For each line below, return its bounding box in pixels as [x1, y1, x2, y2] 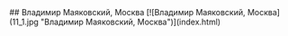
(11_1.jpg [9, 16, 39, 27]
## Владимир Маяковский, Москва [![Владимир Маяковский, [9, 7, 246, 17]
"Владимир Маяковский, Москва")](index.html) [40, 16, 221, 27]
